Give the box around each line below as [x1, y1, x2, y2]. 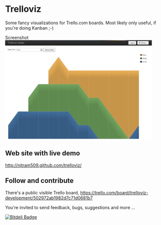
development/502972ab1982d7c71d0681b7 [5, 195, 93, 201]
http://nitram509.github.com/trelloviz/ [5, 162, 82, 168]
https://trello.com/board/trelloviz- [80, 189, 149, 195]
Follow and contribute [5, 177, 74, 185]
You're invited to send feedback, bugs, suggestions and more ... [5, 204, 135, 210]
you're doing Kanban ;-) [5, 25, 54, 31]
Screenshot [5, 35, 29, 40]
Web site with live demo [5, 149, 80, 157]
